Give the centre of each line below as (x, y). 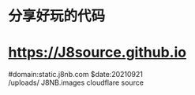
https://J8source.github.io (97, 53)
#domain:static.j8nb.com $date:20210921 (76, 75)
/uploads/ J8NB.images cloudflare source (76, 82)
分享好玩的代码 (57, 16)
